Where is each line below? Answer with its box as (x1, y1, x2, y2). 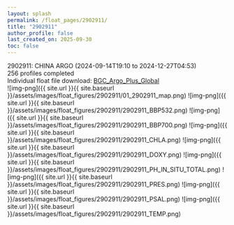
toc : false (7, 42, 39, 49)
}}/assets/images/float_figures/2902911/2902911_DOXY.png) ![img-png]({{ (7, 150, 222, 159)
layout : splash (7, 10, 52, 17)
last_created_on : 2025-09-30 (7, 36, 92, 43)
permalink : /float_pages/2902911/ (7, 17, 108, 24)
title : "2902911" (7, 23, 58, 30)
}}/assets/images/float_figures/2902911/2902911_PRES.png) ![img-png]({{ (7, 180, 220, 188)
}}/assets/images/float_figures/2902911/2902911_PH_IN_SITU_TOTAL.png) (7, 165, 221, 173)
